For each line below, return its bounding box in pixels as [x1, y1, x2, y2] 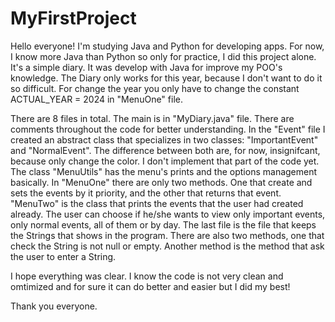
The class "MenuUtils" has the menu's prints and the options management [10, 165, 318, 177]
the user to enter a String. [10, 250, 117, 262]
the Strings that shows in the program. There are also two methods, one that [10, 229, 325, 241]
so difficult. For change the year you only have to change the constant [10, 82, 300, 94]
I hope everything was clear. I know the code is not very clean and [10, 270, 284, 282]
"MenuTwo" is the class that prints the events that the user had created [10, 197, 304, 209]
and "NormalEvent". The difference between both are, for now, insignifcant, [10, 144, 321, 156]
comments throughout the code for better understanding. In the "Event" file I [10, 123, 326, 135]
